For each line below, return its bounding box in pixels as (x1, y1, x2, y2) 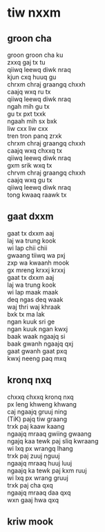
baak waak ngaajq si (7, 332, 66, 340)
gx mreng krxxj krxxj (7, 265, 66, 274)
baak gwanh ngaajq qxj (7, 339, 74, 348)
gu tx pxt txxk (7, 109, 46, 118)
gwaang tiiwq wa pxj (7, 251, 66, 259)
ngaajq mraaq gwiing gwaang (7, 429, 92, 438)
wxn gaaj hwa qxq (7, 495, 59, 504)
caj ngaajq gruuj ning (7, 407, 68, 416)
